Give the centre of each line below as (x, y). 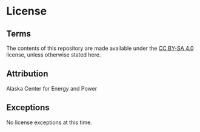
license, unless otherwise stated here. (54, 55)
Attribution (27, 74)
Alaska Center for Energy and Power (52, 88)
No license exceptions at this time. (49, 122)
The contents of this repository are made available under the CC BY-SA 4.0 (100, 48)
